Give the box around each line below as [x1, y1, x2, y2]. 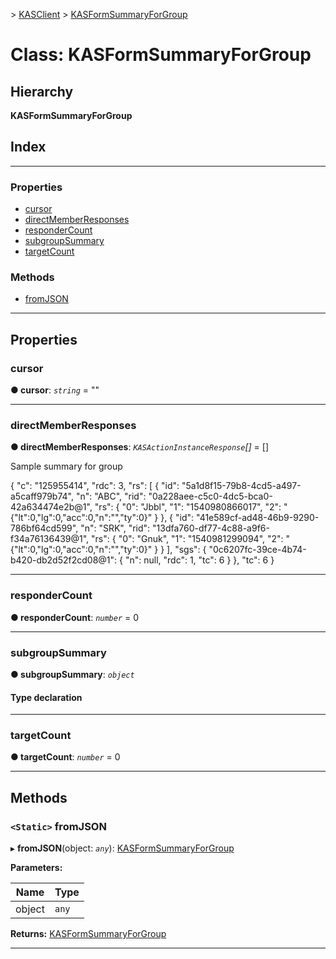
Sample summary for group [10, 460, 123, 473]
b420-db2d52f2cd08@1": [10, 554, 118, 566]
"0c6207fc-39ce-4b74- [208, 544, 307, 556]
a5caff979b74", [10, 490, 74, 503]
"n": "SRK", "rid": [80, 522, 151, 534]
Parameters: [10, 862, 63, 874]
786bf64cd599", [10, 522, 79, 534]
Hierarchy [10, 83, 74, 100]
